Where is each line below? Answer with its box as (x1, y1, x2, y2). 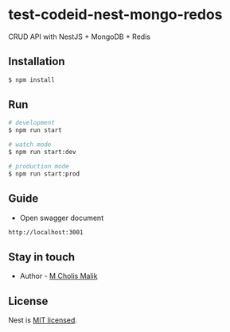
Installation (8, 55, 65, 68)
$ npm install (8, 75, 56, 84)
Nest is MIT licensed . (8, 315, 78, 325)
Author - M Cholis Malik (19, 272, 98, 281)
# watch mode (8, 141, 52, 149)
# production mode (8, 162, 69, 170)
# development (8, 119, 56, 127)
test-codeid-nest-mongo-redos (8, 6, 223, 24)
